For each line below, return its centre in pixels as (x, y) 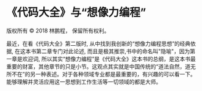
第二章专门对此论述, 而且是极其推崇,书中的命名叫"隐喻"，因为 (113, 51)
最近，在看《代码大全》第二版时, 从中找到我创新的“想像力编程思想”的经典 (99, 43)
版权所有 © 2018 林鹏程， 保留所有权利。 (58, 31)
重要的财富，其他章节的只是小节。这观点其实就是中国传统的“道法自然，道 (99, 66)
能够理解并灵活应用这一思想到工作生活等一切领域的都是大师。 (84, 82)
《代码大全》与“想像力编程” (76, 13)
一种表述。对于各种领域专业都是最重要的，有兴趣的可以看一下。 (116, 74)
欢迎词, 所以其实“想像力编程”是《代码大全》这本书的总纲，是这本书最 (109, 59)
